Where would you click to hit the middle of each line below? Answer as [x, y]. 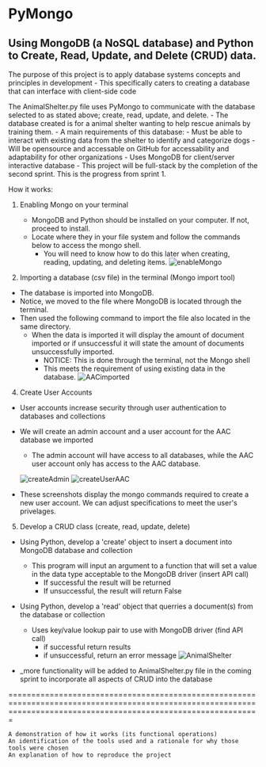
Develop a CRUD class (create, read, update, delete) [105, 527]
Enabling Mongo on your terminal [74, 204]
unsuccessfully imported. [73, 352]
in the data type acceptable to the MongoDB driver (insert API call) [140, 574]
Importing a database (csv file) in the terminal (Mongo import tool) [127, 277]
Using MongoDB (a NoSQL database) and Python [131, 43]
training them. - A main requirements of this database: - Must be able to [125, 132]
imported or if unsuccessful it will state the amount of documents [138, 343]
